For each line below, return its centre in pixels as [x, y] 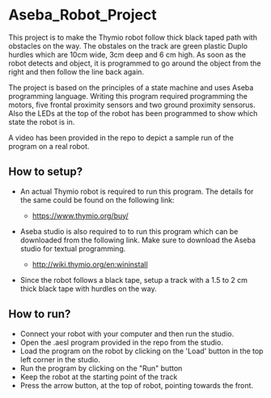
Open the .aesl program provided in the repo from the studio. [122, 342]
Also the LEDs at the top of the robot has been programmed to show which [133, 113]
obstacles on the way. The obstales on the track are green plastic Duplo [128, 45]
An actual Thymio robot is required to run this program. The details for [137, 191]
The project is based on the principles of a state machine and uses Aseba [131, 88]
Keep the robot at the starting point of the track [99, 377]
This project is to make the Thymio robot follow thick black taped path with [133, 37]
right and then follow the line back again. [76, 71]
